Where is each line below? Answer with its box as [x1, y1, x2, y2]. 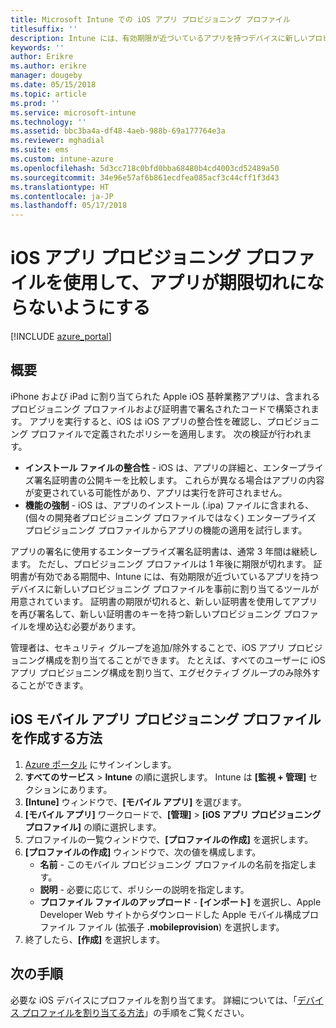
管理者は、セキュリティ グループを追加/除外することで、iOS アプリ [10, 641, 286, 653]
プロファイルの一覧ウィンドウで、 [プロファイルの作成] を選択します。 [24, 833, 314, 845]
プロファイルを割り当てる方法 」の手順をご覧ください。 [21, 1006, 250, 1018]
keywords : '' [10, 42, 65, 53]
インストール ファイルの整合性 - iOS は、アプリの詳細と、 [24, 461, 263, 473]
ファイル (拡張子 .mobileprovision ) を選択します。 [77, 921, 285, 933]
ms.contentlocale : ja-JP [10, 191, 114, 201]
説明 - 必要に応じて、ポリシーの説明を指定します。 [39, 883, 250, 895]
